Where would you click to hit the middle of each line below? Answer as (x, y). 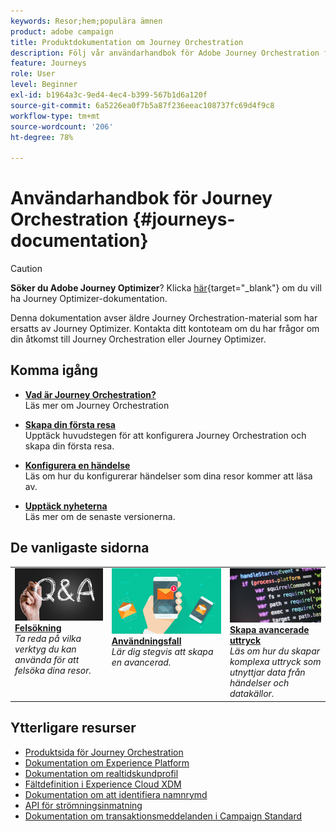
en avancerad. (141, 662)
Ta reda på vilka (48, 639)
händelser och (259, 683)
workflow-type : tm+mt (55, 116)
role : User (33, 74)
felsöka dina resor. (53, 671)
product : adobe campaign (62, 31)
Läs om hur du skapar (275, 651)
